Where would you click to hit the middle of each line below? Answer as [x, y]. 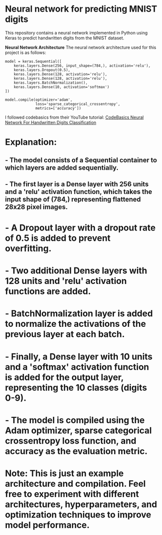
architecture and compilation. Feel [75, 484]
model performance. [47, 525]
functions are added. [48, 292]
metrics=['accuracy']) [58, 108]
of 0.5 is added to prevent [58, 238]
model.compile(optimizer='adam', [39, 100]
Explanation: [31, 142]
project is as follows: [25, 53]
